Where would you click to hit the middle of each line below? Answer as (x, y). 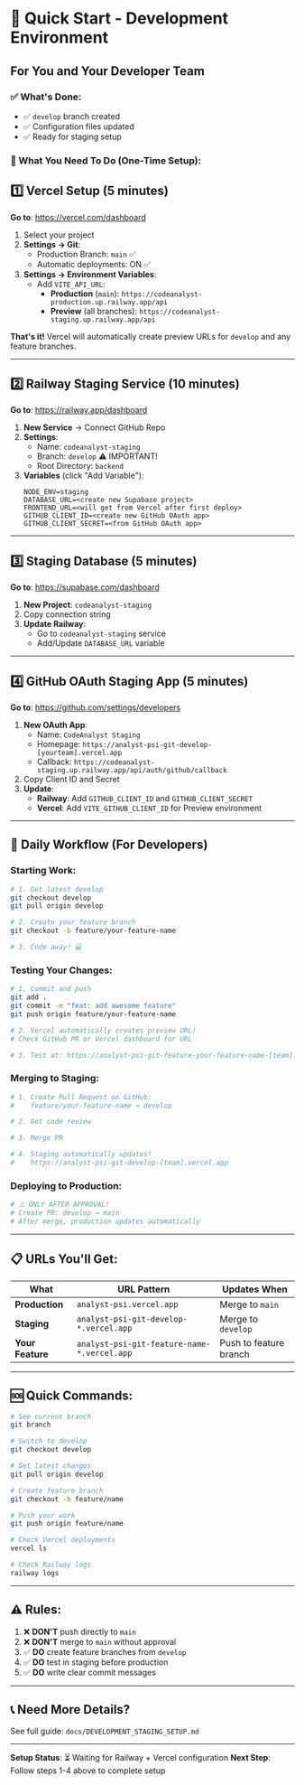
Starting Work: (43, 871)
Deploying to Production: (66, 1185)
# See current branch (51, 1416)
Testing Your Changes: (61, 970)
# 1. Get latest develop (57, 889)
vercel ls (29, 1548)
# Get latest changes (51, 1466)
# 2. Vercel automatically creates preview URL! (103, 1030)
